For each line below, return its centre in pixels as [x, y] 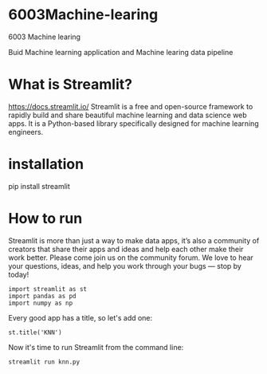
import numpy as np [41, 303]
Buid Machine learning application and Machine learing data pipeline [121, 52]
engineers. [26, 132]
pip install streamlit [39, 186]
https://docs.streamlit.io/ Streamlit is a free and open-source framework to [131, 106]
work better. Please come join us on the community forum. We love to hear [131, 258]
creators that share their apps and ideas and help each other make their [126, 249]
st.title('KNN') [35, 333]
